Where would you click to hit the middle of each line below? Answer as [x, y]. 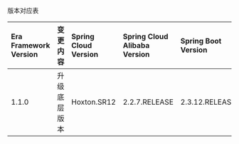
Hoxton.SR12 [93, 102]
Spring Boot [201, 41]
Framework [31, 45]
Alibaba [136, 45]
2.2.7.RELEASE [148, 102]
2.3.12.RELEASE [208, 102]
